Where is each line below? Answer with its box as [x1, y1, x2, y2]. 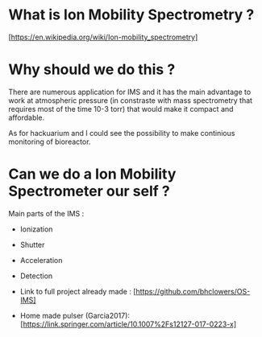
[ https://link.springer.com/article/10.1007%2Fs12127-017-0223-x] [19, 319, 237, 329]
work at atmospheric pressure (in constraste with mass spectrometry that [8, 95, 252, 105]
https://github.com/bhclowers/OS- [135, 286, 251, 296]
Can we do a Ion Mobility [8, 165, 177, 183]
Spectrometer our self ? [8, 183, 171, 200]
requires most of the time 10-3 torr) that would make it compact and [8, 104, 234, 113]
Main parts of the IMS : [8, 208, 85, 218]
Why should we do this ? [8, 60, 176, 79]
